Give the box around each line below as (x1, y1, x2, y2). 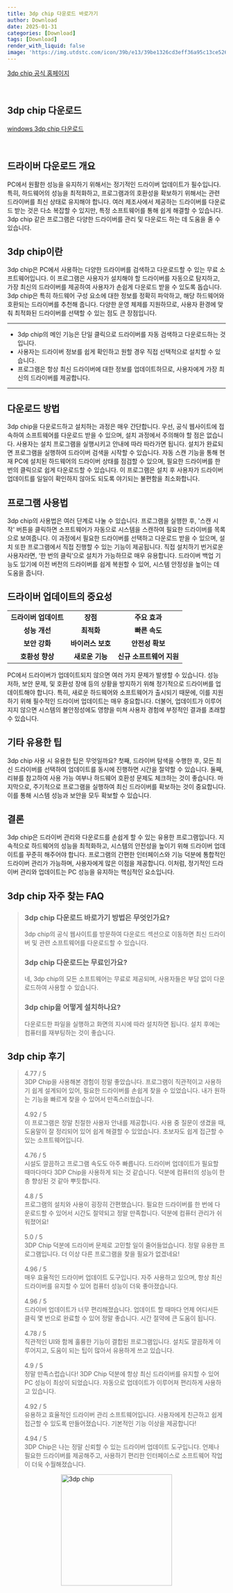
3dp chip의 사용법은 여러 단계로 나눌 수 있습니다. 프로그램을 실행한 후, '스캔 (7, 516, 212, 525)
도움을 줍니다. (7, 568, 45, 577)
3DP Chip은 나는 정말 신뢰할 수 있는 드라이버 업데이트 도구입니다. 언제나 (24, 1443, 220, 1451)
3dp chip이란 (7, 245, 64, 257)
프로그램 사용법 (7, 496, 69, 508)
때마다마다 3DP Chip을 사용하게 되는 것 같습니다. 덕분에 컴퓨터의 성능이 (24, 1168, 218, 1176)
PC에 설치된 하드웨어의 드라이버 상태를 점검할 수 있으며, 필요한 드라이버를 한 (14, 457, 221, 466)
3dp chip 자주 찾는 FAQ (7, 890, 105, 902)
